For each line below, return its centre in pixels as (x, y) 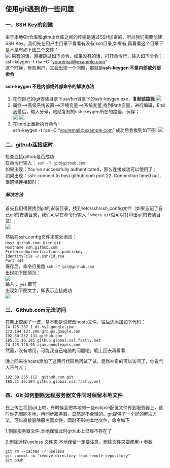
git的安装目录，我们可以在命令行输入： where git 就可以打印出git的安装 (83, 215)
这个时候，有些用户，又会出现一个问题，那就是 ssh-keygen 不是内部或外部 (83, 68)
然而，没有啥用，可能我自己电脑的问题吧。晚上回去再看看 (65, 350)
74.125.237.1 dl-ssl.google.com (39, 327)
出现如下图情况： (23, 273)
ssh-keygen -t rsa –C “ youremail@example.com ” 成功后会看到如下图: (85, 130)
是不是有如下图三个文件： (32, 49)
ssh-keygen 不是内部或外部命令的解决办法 (50, 87)
